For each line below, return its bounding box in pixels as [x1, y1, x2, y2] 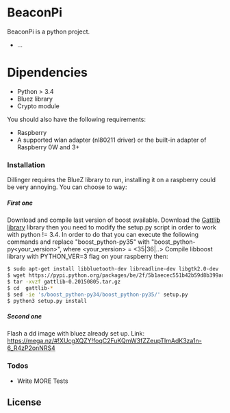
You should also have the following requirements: [7, 115, 146, 123]
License [7, 397, 42, 408]
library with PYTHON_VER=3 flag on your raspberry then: [7, 252, 169, 261]
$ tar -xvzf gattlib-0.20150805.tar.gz [7, 278, 121, 285]
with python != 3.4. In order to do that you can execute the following [7, 231, 199, 239]
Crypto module [16, 101, 60, 110]
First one [7, 199, 33, 207]
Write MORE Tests [16, 377, 68, 385]
